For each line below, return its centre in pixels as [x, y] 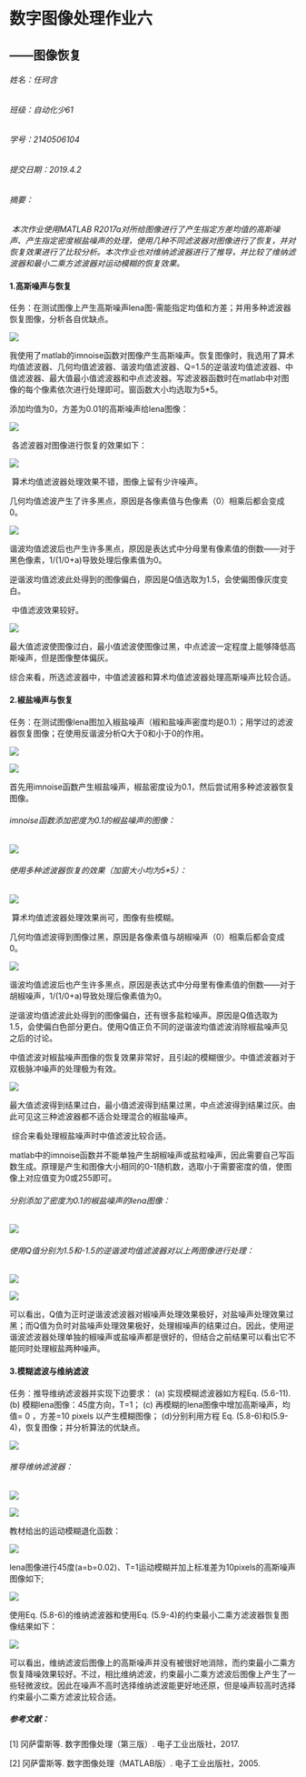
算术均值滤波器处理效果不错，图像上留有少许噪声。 [107, 482]
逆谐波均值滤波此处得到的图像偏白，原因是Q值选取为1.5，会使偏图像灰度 [145, 579]
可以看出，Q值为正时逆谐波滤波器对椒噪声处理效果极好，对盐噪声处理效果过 [152, 1314]
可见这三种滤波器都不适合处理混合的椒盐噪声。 [104, 1117]
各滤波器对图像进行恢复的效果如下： [79, 446]
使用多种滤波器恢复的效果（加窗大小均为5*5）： [99, 870]
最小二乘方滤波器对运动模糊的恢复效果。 [109, 264]
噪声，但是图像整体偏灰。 [65, 658]
